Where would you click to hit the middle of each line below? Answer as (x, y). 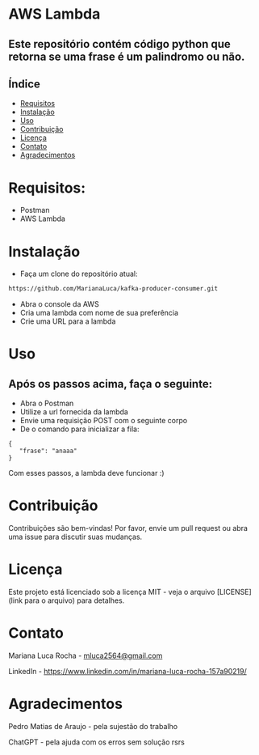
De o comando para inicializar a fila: (79, 429)
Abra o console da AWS (59, 304)
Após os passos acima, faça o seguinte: (110, 384)
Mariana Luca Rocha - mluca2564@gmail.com (86, 655)
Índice (24, 84)
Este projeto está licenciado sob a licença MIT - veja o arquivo (112, 592)
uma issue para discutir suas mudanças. (75, 537)
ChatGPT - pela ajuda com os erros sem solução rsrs (97, 742)
